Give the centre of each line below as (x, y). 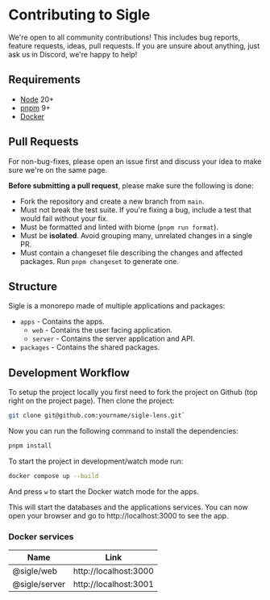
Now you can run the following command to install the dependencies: (124, 431)
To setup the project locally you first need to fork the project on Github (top (133, 392)
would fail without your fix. (64, 218)
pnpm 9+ (35, 107)
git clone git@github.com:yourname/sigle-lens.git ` (97, 416)
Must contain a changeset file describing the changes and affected (131, 253)
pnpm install (30, 446)
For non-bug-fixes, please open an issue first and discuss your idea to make (135, 161)
